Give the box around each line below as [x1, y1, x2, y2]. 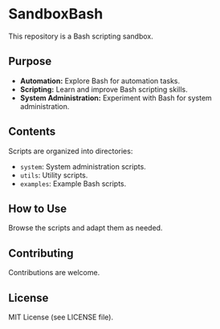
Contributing [8, 246, 74, 260]
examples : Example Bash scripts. [19, 178, 127, 189]
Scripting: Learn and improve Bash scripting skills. [19, 84, 189, 94]
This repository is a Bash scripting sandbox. [8, 31, 154, 41]
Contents [8, 125, 56, 139]
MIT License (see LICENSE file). [8, 312, 114, 322]
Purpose [8, 55, 52, 68]
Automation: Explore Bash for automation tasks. [19, 75, 181, 85]
